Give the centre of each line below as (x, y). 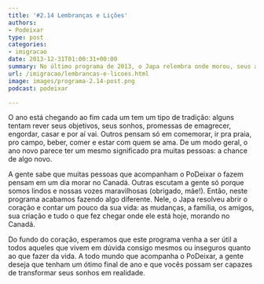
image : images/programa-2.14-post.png (71, 81)
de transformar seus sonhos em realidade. (77, 273)
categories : (27, 45)
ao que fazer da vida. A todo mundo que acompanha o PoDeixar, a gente (126, 257)
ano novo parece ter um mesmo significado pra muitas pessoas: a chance (128, 151)
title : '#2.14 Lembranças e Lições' (68, 15)
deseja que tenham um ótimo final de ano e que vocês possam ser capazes (130, 264)
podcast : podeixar (38, 88)
